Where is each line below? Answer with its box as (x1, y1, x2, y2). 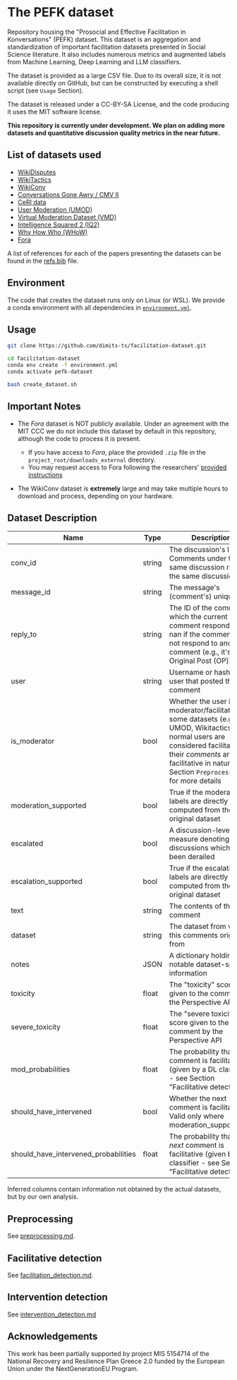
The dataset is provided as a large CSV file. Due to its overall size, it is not (7, 71, 221, 80)
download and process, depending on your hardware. (17, 491, 174, 500)
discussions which (169, 843, 231, 853)
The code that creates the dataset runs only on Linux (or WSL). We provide (7, 296, 226, 304)
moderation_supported (11, 800, 87, 810)
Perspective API (169, 1036, 222, 1045)
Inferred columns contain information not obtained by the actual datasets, (7, 1185, 221, 1194)
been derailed (169, 852, 215, 862)
